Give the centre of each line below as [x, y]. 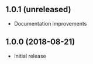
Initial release [30, 56]
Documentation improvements [50, 23]
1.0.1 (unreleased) [38, 10]
